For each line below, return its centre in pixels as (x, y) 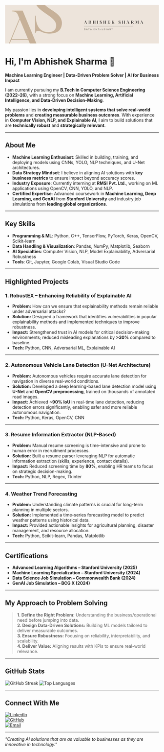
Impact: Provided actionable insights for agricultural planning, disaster (83, 525)
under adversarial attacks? (39, 311)
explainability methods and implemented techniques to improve (76, 322)
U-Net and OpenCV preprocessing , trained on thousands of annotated (84, 391)
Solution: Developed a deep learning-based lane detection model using (84, 386)
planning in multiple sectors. (41, 510)
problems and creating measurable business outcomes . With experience (80, 115)
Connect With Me (32, 703)
